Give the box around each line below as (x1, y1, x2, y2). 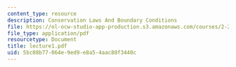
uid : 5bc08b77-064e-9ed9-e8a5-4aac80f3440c (7, 50, 137, 57)
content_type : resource (7, 10, 77, 17)
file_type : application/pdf (7, 29, 90, 37)
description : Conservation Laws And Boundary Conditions (7, 17, 178, 24)
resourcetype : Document (7, 36, 77, 43)
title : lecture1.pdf (7, 43, 68, 50)
